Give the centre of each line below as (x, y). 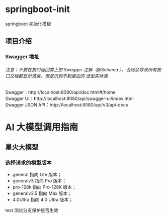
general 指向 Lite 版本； (37, 175)
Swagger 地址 (22, 57)
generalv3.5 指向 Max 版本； (42, 193)
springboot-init (38, 9)
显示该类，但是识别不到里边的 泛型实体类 (65, 76)
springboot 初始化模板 (28, 24)
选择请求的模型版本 (28, 163)
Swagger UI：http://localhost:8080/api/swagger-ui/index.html (70, 98)
